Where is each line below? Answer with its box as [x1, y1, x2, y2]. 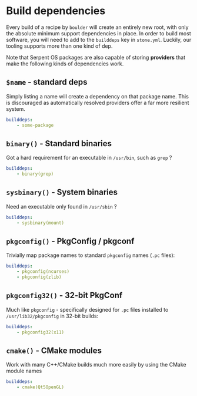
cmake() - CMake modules [6, 346, 102, 356]
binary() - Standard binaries [6, 138, 112, 148]
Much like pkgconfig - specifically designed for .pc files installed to [6, 306, 169, 313]
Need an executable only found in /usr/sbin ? [6, 203, 117, 210]
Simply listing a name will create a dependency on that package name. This [6, 93, 189, 100]
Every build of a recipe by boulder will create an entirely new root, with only [6, 24, 189, 31]
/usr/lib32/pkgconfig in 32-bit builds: [6, 312, 99, 319]
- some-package [16, 122, 54, 128]
